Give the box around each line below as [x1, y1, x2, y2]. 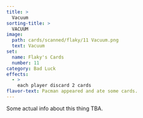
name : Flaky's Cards [12, 54, 64, 60]
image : [6, 32, 23, 38]
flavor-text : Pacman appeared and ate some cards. [6, 88, 138, 94]
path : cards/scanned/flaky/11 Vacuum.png [12, 37, 119, 43]
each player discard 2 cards [17, 83, 92, 89]
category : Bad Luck [6, 65, 56, 72]
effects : [6, 71, 29, 77]
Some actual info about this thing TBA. [6, 105, 103, 112]
